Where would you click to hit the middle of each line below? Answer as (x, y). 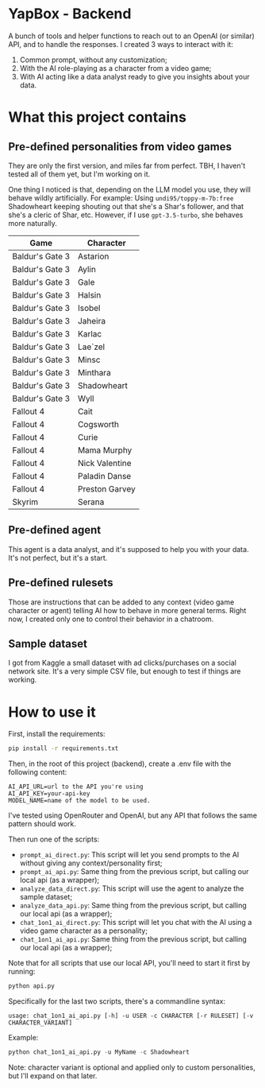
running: (22, 972)
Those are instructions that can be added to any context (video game (121, 602)
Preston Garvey (107, 488)
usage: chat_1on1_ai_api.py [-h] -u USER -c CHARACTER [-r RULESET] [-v (131, 1016)
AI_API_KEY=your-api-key (49, 794)
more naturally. (33, 223)
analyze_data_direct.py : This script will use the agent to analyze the (132, 888)
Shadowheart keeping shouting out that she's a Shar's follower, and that (126, 206)
